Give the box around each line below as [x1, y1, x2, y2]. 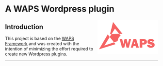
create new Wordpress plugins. [5, 51, 67, 57]
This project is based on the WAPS [5, 35, 74, 41]
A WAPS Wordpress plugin [5, 3, 115, 15]
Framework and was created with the [5, 41, 80, 47]
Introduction [5, 23, 44, 31]
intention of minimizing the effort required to [5, 46, 94, 51]
